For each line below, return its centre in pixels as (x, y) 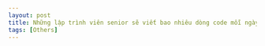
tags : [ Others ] (33, 30)
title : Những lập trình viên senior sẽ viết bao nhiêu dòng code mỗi (125, 23)
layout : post (30, 15)
